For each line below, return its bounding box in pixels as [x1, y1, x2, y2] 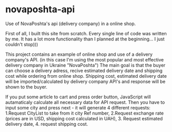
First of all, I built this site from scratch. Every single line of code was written [5, 30, 167, 36]
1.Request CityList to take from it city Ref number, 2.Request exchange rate [5, 110, 164, 116]
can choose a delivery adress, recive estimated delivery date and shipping [5, 68, 163, 74]
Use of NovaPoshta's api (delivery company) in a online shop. [5, 20, 136, 27]
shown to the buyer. [5, 83, 48, 90]
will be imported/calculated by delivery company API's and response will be [5, 78, 166, 84]
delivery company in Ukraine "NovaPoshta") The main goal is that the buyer [5, 62, 166, 68]
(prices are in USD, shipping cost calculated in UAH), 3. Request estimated [5, 115, 163, 121]
